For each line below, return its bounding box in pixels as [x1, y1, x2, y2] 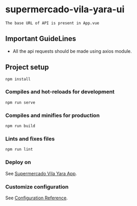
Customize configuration [5, 183, 69, 190]
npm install [5, 76, 31, 81]
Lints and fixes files [5, 135, 55, 142]
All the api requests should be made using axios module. [12, 48, 132, 54]
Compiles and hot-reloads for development [5, 88, 115, 95]
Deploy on [5, 159, 31, 166]
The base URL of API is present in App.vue [5, 20, 100, 26]
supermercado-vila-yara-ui [5, 4, 125, 15]
